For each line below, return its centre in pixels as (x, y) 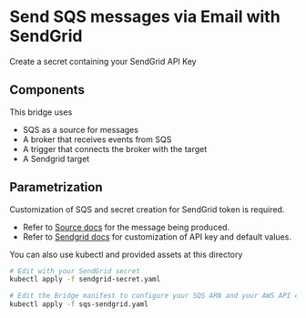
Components (47, 90)
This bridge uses (41, 112)
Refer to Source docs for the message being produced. (126, 227)
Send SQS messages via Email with (145, 17)
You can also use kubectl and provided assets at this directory (126, 254)
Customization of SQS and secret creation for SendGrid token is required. (147, 209)
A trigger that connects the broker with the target (115, 149)
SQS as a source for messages (81, 129)
